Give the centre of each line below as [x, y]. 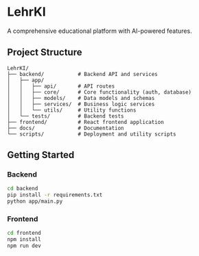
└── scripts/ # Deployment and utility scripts [92, 134]
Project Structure [45, 52]
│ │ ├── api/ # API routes [61, 86]
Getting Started [41, 155]
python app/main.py [35, 202]
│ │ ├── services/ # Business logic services [81, 104]
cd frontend [24, 233]
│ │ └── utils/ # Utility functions [72, 110]
